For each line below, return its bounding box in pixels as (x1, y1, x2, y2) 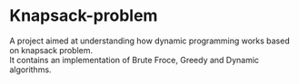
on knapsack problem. (9, 44, 94, 55)
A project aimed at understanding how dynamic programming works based (9, 35, 290, 46)
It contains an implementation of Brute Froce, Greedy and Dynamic (9, 54, 260, 65)
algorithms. (9, 64, 52, 75)
